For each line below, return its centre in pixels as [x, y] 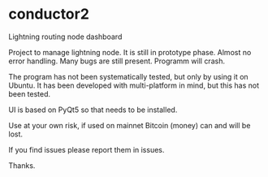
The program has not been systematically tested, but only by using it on [129, 76]
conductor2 [49, 14]
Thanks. [22, 165]
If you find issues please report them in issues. [86, 149]
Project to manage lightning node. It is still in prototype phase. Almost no [130, 52]
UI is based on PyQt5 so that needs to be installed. [93, 110]
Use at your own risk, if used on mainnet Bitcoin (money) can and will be [130, 125]
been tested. [30, 93]
